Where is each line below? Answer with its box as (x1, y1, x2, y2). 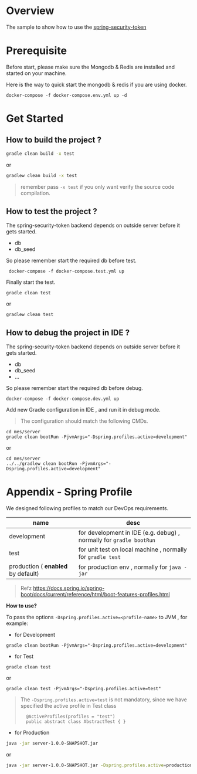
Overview (6, 4, 55, 18)
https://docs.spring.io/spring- (33, 585, 105, 592)
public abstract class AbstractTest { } (26, 719, 126, 725)
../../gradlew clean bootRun (6, 461, 77, 467)
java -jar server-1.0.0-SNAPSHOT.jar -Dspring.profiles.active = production (6, 762, 193, 769)
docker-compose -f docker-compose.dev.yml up (6, 396, 119, 402)
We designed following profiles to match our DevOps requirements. (6, 505, 169, 512)
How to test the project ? (6, 206, 98, 216)
